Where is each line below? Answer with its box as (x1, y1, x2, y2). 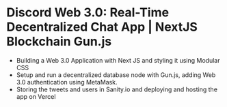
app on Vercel (16, 92, 56, 100)
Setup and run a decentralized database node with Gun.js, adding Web (16, 70, 216, 79)
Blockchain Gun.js (6, 34, 112, 49)
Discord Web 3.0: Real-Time (6, 5, 169, 20)
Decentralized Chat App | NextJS (6, 19, 198, 35)
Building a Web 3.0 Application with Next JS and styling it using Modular (16, 56, 220, 64)
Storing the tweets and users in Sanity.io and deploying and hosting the (16, 85, 218, 93)
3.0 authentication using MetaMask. (16, 78, 118, 86)
